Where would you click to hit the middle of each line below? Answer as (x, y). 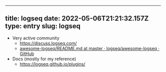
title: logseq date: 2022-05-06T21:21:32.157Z (77, 18)
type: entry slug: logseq (43, 26)
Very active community (36, 38)
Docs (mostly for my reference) (44, 59)
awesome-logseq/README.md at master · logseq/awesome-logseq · (89, 48)
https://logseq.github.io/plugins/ (52, 64)
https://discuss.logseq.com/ (48, 43)
